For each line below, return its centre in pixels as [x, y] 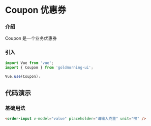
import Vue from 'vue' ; [30, 63]
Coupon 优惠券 [36, 10]
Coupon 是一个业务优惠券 [31, 38]
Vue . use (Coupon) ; [23, 76]
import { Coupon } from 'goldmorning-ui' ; [49, 67]
